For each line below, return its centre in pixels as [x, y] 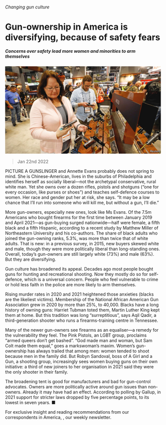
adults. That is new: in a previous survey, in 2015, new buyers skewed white [82, 244]
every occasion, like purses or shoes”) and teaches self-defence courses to [82, 192]
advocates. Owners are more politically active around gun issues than [76, 387]
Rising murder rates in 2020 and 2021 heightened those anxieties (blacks [80, 294]
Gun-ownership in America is [66, 27]
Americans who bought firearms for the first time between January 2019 [79, 218]
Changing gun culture [27, 7]
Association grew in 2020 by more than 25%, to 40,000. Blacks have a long [82, 305]
